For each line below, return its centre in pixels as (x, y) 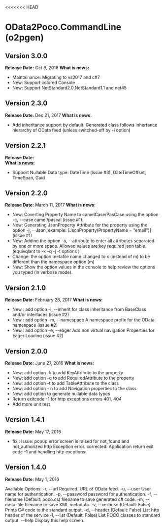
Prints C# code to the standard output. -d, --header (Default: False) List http (82, 510)
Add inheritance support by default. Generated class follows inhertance (85, 125)
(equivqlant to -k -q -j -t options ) (46, 251)
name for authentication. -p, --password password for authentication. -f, (79, 494)
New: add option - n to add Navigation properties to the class (74, 389)
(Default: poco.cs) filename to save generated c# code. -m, (84, 499)
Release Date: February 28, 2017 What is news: (54, 300)
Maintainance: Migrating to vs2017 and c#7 (56, 77)
